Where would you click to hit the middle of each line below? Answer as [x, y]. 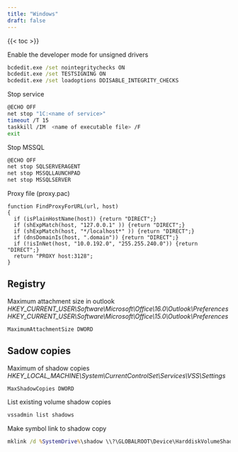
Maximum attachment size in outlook [61, 301]
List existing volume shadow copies [59, 402]
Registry [27, 284]
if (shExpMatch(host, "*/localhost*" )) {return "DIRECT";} [104, 231]
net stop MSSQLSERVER [39, 180]
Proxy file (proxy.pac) [39, 193]
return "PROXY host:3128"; [53, 256]
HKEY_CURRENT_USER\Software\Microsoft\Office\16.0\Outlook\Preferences [118, 309]
